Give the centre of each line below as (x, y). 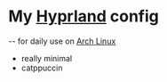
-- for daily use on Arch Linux (62, 41)
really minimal (47, 58)
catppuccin (42, 68)
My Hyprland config (83, 16)
